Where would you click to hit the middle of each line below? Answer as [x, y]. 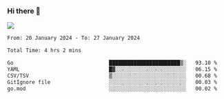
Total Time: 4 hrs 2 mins [44, 51]
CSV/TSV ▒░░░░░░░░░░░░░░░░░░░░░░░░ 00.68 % [112, 76]
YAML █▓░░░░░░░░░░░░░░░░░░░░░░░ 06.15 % [112, 69]
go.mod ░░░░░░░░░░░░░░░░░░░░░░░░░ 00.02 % [112, 89]
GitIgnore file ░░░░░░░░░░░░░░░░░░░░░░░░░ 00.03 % [112, 82]
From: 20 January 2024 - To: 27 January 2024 [73, 38]
